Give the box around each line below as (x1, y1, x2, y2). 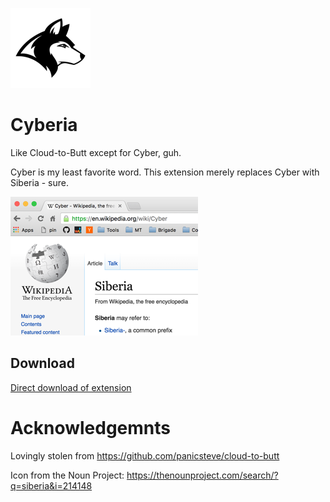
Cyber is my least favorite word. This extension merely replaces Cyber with (10, 166, 320, 178)
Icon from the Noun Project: (10, 469, 125, 481)
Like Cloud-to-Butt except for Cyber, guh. (10, 146, 182, 158)
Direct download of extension (10, 381, 132, 393)
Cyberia (10, 114, 78, 137)
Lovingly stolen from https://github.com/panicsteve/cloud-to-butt (10, 449, 280, 462)
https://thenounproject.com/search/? (126, 469, 279, 481)
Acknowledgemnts (10, 416, 172, 439)
